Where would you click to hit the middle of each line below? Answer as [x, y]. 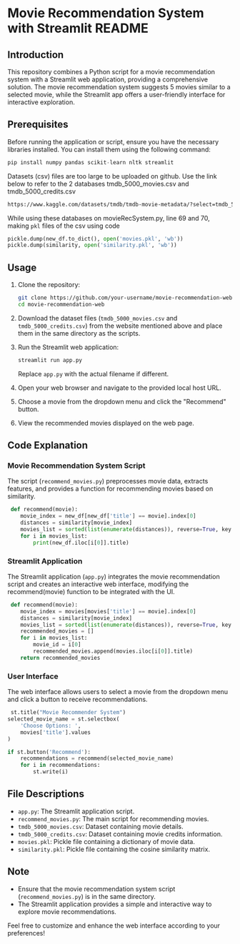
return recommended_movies [60, 658]
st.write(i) [51, 772]
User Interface [33, 676]
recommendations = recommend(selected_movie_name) [97, 758]
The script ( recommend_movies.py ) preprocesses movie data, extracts [108, 481]
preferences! [26, 933]
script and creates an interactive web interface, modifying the [98, 584]
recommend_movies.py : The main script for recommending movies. [113, 818]
